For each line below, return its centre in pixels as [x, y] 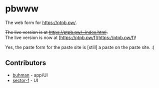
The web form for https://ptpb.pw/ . [41, 22]
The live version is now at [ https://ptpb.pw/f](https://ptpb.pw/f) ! [71, 37]
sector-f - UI [25, 80]
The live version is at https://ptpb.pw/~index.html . [56, 32]
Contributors [26, 63]
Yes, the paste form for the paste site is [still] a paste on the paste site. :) [80, 47]
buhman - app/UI [30, 75]
